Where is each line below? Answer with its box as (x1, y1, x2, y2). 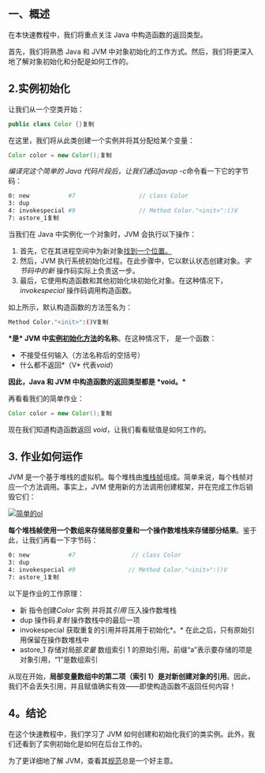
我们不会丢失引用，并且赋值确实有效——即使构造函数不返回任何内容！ (8, 681, 237, 691)
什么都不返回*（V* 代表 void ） (19, 360, 118, 370)
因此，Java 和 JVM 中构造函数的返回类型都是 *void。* (8, 377, 187, 386)
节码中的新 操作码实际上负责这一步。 (19, 265, 140, 275)
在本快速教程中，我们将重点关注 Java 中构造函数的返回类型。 (8, 30, 207, 39)
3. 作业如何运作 (8, 450, 83, 463)
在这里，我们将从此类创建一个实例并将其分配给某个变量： (8, 135, 195, 144)
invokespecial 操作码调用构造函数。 (19, 285, 136, 295)
